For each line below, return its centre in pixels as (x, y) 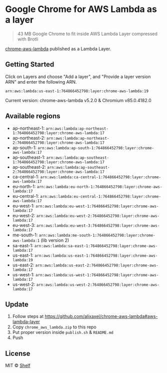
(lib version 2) (55, 240)
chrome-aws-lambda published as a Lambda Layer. (58, 49)
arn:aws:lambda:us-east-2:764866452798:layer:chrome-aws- (97, 265)
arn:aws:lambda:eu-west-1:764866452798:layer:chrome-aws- (97, 206)
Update (17, 304)
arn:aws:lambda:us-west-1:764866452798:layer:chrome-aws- (97, 275)
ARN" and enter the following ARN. (41, 82)
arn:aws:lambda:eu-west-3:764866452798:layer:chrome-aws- (98, 226)
